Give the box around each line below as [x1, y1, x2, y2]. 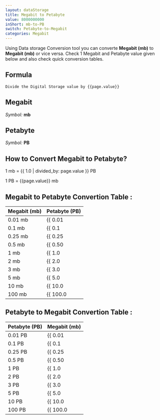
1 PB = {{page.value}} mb [5, 178, 59, 184]
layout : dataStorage [5, 7, 49, 13]
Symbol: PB [5, 139, 30, 146]
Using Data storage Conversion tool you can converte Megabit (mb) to [5, 45, 154, 51]
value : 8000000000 [5, 17, 44, 22]
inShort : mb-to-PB [5, 21, 44, 27]
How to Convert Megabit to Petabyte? [5, 154, 127, 163]
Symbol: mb [5, 111, 31, 118]
